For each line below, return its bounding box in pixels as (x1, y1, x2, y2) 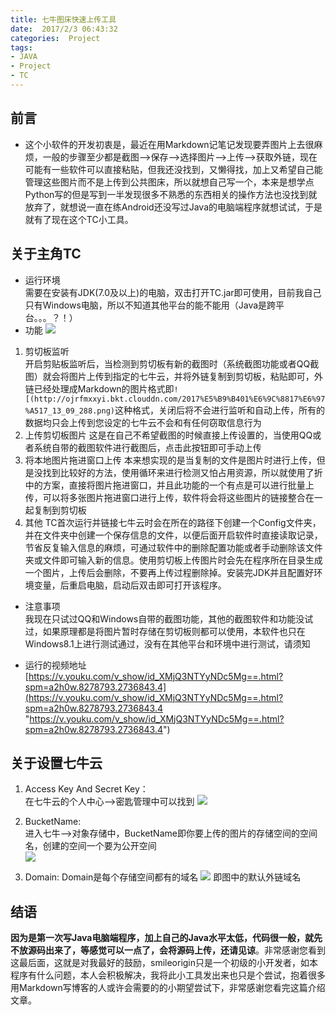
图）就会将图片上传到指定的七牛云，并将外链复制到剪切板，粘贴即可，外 (24, 370, 323, 382)
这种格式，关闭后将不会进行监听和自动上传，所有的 (114, 404, 325, 416)
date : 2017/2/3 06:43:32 (10, 24, 118, 34)
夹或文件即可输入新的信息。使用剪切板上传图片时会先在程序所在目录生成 (24, 554, 323, 566)
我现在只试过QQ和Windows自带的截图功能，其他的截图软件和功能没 (24, 612, 305, 625)
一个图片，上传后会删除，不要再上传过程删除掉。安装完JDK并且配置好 (24, 566, 315, 578)
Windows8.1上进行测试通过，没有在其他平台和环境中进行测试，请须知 (24, 637, 311, 650)
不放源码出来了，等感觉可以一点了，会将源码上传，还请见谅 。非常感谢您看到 (10, 944, 326, 956)
